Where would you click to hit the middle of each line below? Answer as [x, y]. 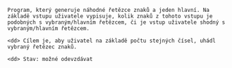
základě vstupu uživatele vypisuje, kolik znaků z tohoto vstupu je [110, 16]
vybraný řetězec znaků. [42, 47]
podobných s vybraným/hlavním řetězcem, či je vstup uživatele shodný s [116, 22]
